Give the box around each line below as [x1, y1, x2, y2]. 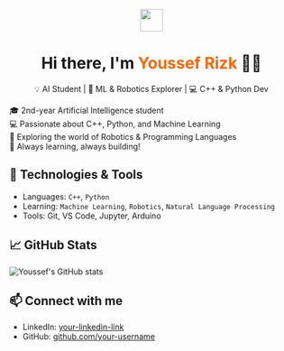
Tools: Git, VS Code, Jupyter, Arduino [22, 210, 161, 221]
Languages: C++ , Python [22, 190, 110, 202]
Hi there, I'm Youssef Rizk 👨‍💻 [41, 53, 262, 74]
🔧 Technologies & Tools [9, 167, 143, 182]
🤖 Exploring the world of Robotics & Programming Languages [9, 131, 237, 142]
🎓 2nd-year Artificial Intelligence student [9, 105, 164, 115]
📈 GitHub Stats [9, 237, 97, 253]
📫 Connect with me [9, 293, 124, 309]
